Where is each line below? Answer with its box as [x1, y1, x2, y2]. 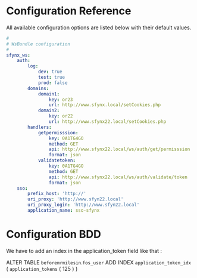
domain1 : [37, 91, 60, 97]
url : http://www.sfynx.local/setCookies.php [48, 102, 161, 108]
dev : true [37, 69, 62, 75]
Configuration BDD [6, 228, 101, 241]
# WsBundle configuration [6, 41, 70, 47]
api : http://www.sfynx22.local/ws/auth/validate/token [48, 174, 187, 180]
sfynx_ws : [6, 52, 31, 58]
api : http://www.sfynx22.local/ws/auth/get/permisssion [48, 146, 190, 153]
